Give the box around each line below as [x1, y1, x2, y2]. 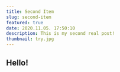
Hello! [6, 58, 28, 68]
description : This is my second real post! [6, 31, 115, 37]
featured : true [6, 19, 44, 25]
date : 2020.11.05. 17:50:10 [6, 25, 76, 31]
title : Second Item [6, 8, 54, 15]
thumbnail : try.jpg [6, 36, 54, 42]
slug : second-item [6, 14, 51, 20]
